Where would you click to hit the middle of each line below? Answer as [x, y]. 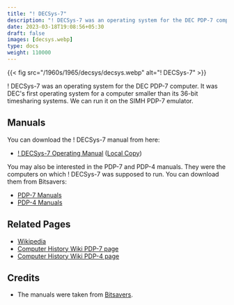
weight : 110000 [29, 53]
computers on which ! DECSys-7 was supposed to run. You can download [113, 174]
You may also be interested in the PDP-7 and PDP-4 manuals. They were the [117, 166]
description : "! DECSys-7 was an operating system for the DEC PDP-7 [110, 20]
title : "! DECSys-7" [37, 14]
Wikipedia [32, 241]
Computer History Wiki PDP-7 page [68, 248]
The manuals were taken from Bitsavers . [75, 295]
